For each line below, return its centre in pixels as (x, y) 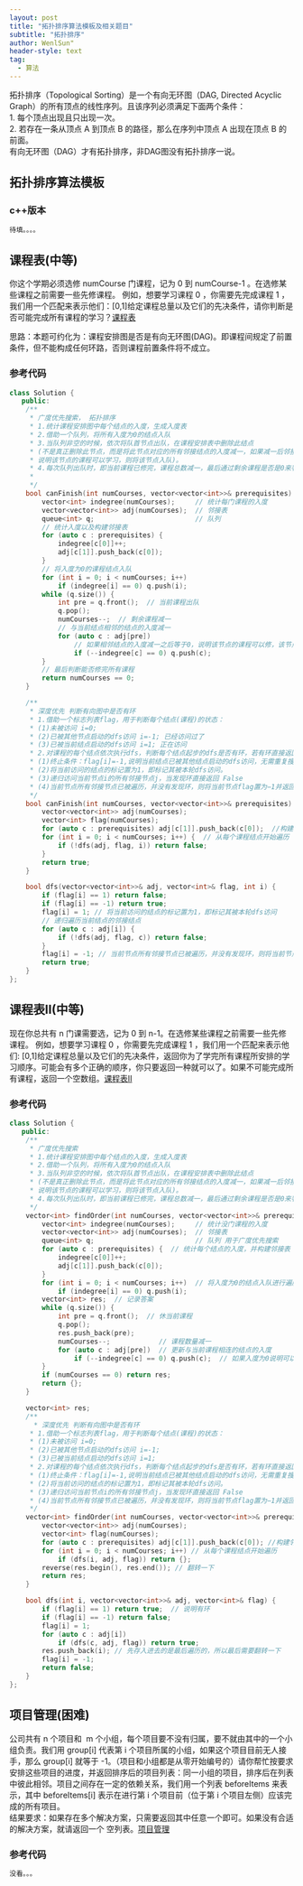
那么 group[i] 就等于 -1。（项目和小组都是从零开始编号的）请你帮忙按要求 (159, 1761)
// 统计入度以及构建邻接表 (85, 527)
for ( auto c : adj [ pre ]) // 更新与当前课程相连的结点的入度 (165, 1350)
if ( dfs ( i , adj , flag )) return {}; (124, 1559)
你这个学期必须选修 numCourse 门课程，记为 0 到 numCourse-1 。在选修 (144, 283)
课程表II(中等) (47, 1010)
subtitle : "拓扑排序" (47, 34)
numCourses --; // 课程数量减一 (134, 1342)
